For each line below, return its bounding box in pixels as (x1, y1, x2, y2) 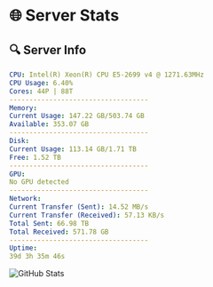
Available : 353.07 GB (9, 120, 90, 129)
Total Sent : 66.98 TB (9, 219, 90, 227)
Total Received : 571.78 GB (9, 227, 109, 236)
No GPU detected (9, 178, 69, 187)
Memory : (9, 103, 38, 112)
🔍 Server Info (9, 42, 87, 58)
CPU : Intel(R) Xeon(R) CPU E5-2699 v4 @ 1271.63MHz (9, 70, 204, 79)
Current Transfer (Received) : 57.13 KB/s (9, 211, 165, 219)
